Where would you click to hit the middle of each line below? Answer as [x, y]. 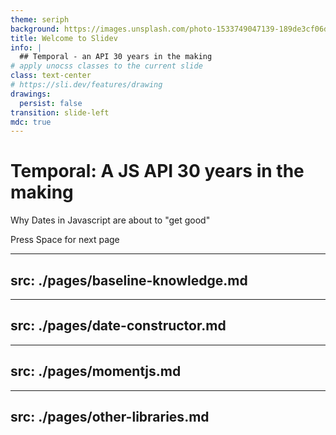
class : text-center [51, 76]
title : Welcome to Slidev [64, 38]
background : [35, 29]
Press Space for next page [65, 240]
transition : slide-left [60, 112]
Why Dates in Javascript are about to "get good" [110, 220]
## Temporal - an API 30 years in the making [116, 57]
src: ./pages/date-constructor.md [118, 326]
